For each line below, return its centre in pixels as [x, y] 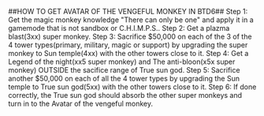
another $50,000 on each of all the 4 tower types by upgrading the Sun [124, 79]
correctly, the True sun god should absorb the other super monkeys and [125, 95]
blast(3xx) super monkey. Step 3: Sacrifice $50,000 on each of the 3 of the [130, 36]
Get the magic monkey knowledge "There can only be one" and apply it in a [131, 20]
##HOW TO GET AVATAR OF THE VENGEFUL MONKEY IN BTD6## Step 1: [128, 11]
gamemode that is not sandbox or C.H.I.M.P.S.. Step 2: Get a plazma [119, 28]
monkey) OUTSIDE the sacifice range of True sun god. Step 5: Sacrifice [124, 70]
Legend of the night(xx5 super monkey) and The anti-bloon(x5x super [122, 62]
